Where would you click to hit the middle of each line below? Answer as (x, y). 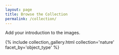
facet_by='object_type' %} (32, 48)
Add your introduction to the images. (43, 33)
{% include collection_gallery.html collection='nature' (60, 42)
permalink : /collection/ (31, 19)
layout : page (19, 10)
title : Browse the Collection (37, 14)
